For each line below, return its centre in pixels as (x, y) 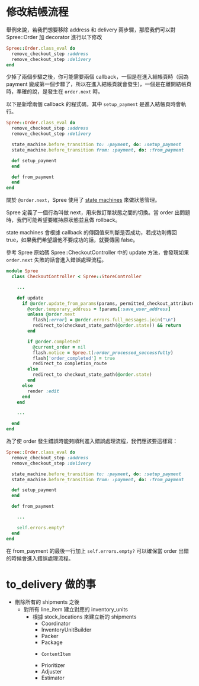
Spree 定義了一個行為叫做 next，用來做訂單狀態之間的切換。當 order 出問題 (98, 212)
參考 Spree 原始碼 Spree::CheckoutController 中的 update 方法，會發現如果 (98, 253)
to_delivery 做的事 (51, 584)
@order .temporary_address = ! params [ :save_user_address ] (99, 309)
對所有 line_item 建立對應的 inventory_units (76, 609)
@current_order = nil (59, 347)
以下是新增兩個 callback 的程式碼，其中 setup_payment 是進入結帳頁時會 (94, 104)
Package (52, 642)
